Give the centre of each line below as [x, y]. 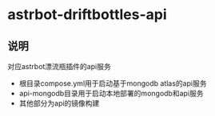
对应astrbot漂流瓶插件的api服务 [59, 66]
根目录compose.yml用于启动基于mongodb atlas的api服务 [113, 83]
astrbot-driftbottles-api [87, 15]
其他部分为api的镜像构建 [59, 103]
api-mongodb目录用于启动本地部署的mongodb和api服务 [111, 93]
